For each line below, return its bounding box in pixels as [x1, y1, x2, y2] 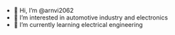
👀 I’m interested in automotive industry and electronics [13, 13, 168, 22]
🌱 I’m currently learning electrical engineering [13, 21, 143, 28]
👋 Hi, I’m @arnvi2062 [13, 7, 74, 14]
